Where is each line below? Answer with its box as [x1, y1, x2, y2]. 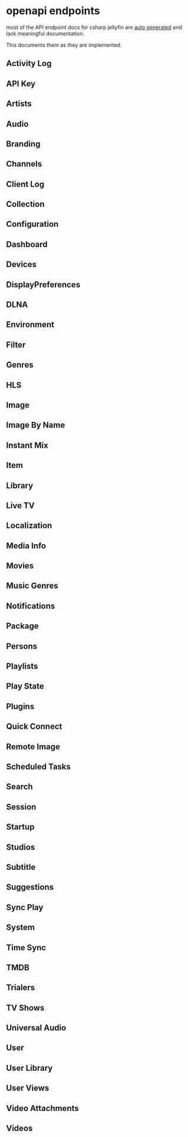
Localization [6, 521, 52, 531]
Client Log [6, 179, 45, 189]
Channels [6, 159, 42, 169]
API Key [6, 79, 36, 89]
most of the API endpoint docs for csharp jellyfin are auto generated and [6, 24, 182, 31]
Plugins [6, 701, 35, 712]
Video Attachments [6, 1103, 79, 1113]
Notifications [6, 601, 55, 611]
